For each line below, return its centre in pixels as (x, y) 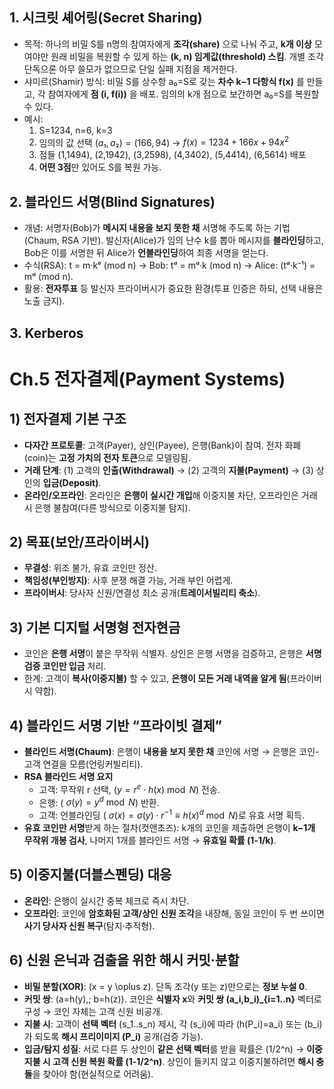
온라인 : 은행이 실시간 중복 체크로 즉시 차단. (106, 900)
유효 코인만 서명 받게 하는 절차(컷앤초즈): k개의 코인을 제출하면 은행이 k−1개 (169, 828)
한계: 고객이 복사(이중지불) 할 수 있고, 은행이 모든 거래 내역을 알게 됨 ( (157, 679)
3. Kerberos (46, 333)
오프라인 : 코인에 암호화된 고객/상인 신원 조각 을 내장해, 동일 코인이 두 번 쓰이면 (174, 913)
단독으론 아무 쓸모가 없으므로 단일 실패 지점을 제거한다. (130, 69)
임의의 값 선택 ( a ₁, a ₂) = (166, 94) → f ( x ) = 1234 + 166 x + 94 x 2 (164, 141)
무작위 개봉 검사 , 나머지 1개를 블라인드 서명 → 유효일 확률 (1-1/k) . (150, 840)
